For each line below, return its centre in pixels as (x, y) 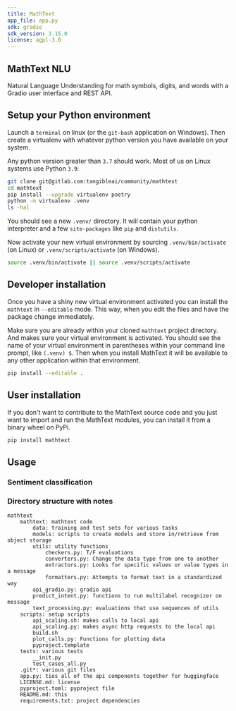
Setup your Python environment (79, 115)
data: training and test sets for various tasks (105, 528)
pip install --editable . (45, 373)
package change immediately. (51, 316)
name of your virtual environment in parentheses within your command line (116, 345)
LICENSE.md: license (50, 682)
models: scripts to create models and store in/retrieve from (126, 534)
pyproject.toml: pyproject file (67, 688)
